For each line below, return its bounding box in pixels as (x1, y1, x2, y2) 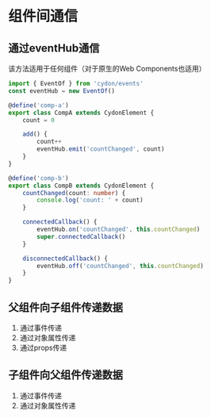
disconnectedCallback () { (22, 255, 109, 263)
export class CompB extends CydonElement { (8, 182, 155, 190)
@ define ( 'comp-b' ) (8, 174, 69, 182)
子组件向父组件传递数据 (8, 368, 123, 382)
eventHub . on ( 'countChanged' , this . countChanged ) (36, 225, 201, 233)
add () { (22, 130, 48, 139)
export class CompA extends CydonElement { (8, 109, 155, 117)
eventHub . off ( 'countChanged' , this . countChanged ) (36, 262, 204, 270)
